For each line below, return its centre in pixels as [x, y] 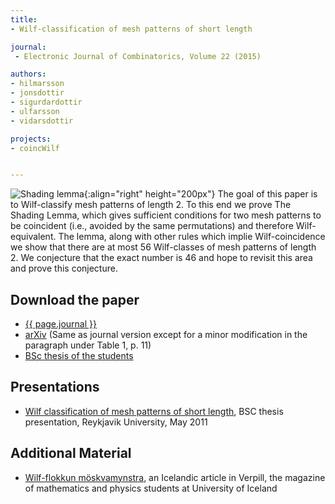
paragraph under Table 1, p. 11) [88, 345]
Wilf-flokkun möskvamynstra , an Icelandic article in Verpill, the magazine [175, 477]
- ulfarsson [35, 111]
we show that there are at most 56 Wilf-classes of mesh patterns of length [163, 247]
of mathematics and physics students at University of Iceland [151, 488]
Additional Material [71, 453]
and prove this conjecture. [64, 268]
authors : [28, 74]
